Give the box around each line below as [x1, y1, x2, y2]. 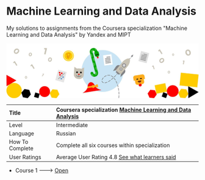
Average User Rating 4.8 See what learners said [56, 153, 176, 160]
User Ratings [9, 153, 41, 160]
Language [9, 130, 35, 137]
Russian [56, 130, 76, 137]
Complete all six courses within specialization [56, 142, 170, 149]
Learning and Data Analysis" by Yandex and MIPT [6, 31, 131, 38]
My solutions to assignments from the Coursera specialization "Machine [6, 24, 188, 32]
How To [9, 139, 29, 146]
